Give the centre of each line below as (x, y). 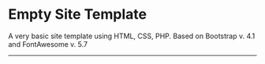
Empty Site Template (78, 14)
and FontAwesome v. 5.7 (48, 44)
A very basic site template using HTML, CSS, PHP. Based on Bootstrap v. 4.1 (132, 36)
